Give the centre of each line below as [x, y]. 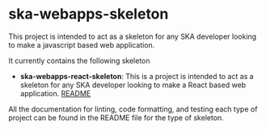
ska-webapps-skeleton [89, 14]
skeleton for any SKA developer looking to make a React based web [133, 85]
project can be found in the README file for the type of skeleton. [116, 117]
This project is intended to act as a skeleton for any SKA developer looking [133, 36]
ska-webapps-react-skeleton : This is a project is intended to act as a [137, 76]
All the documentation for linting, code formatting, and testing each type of [133, 109]
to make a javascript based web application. [82, 44]
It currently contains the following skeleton [79, 61]
